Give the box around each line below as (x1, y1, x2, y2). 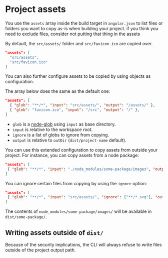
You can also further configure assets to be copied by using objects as (5, 73, 151, 79)
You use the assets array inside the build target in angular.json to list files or (5, 20, 163, 26)
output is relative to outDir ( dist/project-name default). (12, 137, 126, 143)
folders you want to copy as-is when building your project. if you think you (5, 25, 158, 31)
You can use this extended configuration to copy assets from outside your (5, 147, 158, 153)
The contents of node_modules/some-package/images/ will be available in (5, 208, 152, 214)
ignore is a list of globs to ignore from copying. (12, 132, 109, 138)
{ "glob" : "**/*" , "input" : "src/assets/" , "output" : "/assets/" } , (9, 103, 155, 108)
